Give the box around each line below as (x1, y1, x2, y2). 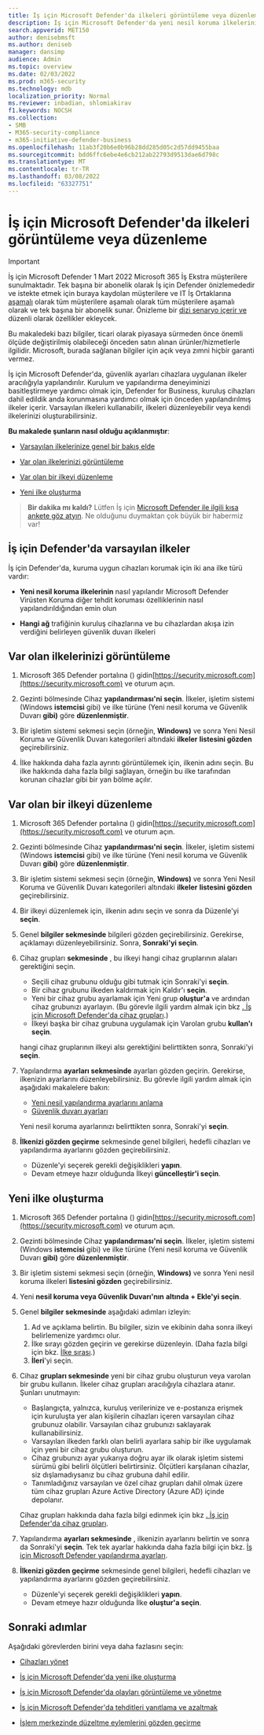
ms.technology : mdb (8, 84, 72, 93)
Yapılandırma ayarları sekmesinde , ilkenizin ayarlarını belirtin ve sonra (19, 1533, 250, 1543)
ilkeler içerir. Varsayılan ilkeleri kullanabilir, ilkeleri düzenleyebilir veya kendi (8, 402, 251, 412)
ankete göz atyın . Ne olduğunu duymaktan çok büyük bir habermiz (27, 511, 244, 520)
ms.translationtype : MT (8, 158, 86, 166)
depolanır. (31, 1495, 64, 1504)
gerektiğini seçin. (19, 962, 76, 971)
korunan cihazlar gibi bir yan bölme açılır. (19, 775, 153, 784)
